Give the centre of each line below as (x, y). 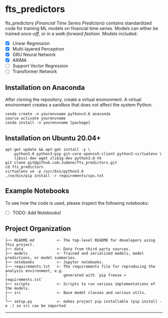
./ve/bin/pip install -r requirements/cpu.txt (54, 176)
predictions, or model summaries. (41, 258)
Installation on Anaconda (45, 88)
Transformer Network (35, 71)
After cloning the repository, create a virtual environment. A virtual (73, 100)
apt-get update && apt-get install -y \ (48, 149)
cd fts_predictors (24, 167)
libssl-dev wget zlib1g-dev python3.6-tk (58, 158)
